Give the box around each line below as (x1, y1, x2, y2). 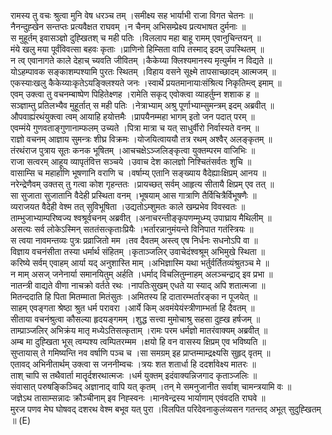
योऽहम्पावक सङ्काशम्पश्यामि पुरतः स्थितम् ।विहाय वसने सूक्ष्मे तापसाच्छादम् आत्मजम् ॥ (10, 66, 277, 77)
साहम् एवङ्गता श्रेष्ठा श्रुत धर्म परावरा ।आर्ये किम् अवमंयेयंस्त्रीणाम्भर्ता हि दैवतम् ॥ (10, 302, 255, 314)
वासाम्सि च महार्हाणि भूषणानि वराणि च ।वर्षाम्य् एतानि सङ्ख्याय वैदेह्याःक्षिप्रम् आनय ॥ (10, 167, 267, 179)
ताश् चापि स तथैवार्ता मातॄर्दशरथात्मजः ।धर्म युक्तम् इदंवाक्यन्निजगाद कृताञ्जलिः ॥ (10, 370, 258, 381)
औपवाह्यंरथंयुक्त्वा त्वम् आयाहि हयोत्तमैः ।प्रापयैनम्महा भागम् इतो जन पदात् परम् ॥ (10, 111, 255, 122)
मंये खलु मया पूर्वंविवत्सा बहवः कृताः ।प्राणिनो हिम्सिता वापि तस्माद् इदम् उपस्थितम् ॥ (10, 43, 265, 55)
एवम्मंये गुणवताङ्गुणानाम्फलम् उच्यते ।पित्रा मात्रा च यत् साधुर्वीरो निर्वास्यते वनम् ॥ (10, 122, 260, 134)
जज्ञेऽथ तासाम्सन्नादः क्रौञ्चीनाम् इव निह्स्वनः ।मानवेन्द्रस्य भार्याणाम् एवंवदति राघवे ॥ (10, 392, 266, 404)
